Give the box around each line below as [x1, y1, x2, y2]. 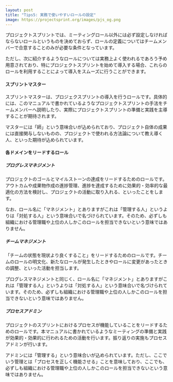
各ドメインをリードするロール [5, 150, 68, 156]
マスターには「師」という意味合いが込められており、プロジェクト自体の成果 [5, 124, 167, 130]
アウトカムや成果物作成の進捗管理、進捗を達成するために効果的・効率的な [5, 183, 163, 189]
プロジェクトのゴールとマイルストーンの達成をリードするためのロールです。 [5, 176, 167, 183]
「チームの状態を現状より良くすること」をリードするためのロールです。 [5, 252, 158, 259]
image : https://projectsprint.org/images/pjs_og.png [5, 17, 121, 22]
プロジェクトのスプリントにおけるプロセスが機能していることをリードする [5, 322, 163, 328]
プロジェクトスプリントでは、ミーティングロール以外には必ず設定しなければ [5, 32, 168, 38]
